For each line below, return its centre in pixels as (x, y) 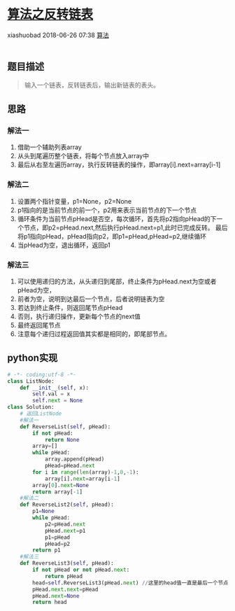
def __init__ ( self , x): (55, 388)
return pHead (63, 576)
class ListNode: (31, 381)
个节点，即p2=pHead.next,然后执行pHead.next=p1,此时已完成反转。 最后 (122, 227)
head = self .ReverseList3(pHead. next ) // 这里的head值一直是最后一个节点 (130, 583)
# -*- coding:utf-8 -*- (42, 374)
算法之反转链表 (50, 14)
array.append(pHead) (74, 459)
